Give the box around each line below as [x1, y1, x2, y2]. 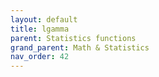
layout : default [10, 14, 78, 25]
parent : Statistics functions [10, 33, 137, 43]
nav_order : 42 [10, 52, 70, 62]
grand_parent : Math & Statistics [10, 42, 150, 53]
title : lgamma [10, 24, 70, 34]
